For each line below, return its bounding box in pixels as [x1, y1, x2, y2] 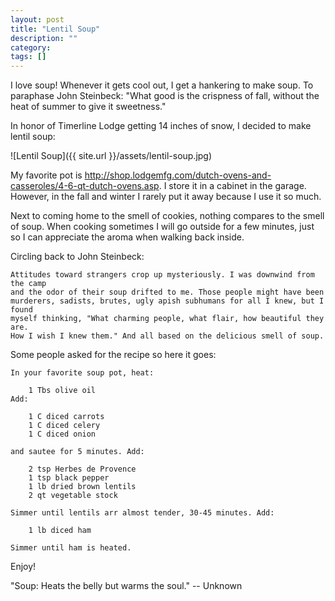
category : [10, 42, 52, 53]
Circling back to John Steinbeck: [10, 251, 145, 263]
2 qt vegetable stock [28, 491, 118, 501]
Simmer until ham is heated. [10, 543, 132, 553]
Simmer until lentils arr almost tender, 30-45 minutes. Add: [10, 508, 275, 518]
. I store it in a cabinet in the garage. [158, 180, 307, 192]
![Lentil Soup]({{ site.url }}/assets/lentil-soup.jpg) [10, 150, 213, 162]
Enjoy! [10, 561, 37, 573]
